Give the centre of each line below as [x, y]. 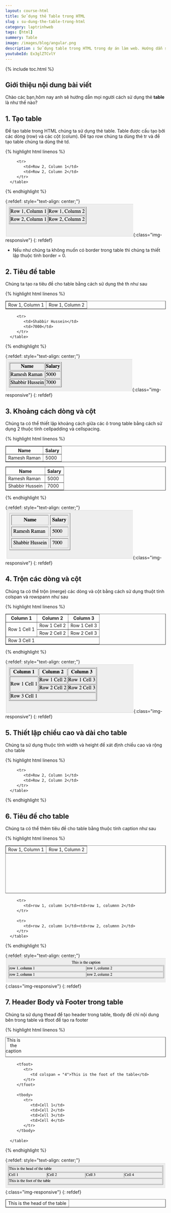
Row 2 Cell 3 [84, 633]
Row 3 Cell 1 [22, 640]
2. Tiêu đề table [30, 272]
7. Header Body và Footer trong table [64, 1002]
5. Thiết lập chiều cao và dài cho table [66, 732]
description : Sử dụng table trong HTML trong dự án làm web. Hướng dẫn [84, 48]
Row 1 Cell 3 [84, 626]
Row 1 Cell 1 [22, 629]
